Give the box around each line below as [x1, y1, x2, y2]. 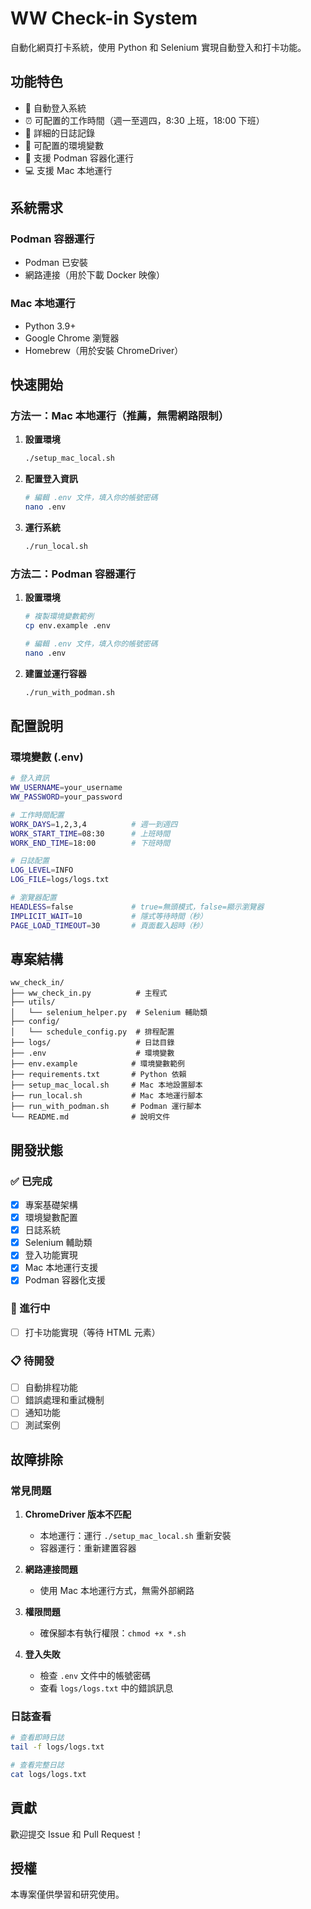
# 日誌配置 [10, 856, 50, 866]
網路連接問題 [24, 1563, 78, 1576]
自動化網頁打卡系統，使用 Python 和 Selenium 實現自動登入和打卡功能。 [10, 41, 307, 53]
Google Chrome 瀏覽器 [24, 332, 120, 344]
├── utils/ [10, 997, 56, 1007]
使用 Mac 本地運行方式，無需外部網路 [39, 1585, 195, 1597]
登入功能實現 [24, 1249, 78, 1261]
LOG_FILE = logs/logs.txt [10, 875, 110, 885]
